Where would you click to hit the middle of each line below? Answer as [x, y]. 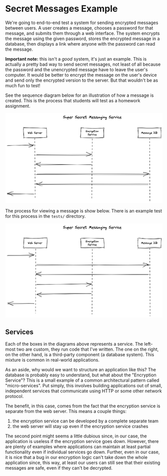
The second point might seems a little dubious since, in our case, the [76, 436]
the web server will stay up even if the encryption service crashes [80, 426]
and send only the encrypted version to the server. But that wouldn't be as [82, 80]
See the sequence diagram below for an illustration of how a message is [79, 95]
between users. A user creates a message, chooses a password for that [79, 28]
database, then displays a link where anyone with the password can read [80, 44]
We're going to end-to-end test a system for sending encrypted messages [82, 23]
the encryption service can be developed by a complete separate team [85, 421]
